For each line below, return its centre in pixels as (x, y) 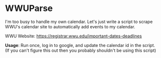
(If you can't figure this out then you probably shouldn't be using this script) (81, 50)
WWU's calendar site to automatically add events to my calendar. (70, 26)
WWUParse (29, 8)
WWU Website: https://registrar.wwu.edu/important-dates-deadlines (73, 36)
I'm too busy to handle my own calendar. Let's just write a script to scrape (79, 22)
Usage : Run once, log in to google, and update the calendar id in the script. (80, 45)
